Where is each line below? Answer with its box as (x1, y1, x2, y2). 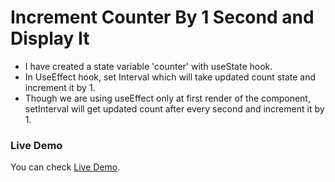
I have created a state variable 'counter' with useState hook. (24, 60, 273, 72)
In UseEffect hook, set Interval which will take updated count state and (24, 71, 317, 83)
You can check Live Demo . (10, 161, 121, 173)
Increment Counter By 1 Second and (10, 6, 315, 29)
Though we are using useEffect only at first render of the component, (24, 92, 311, 104)
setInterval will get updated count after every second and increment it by (24, 102, 325, 115)
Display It (10, 27, 90, 50)
